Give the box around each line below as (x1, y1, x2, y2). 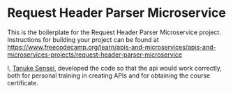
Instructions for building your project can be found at (7, 35, 159, 43)
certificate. (7, 78, 38, 87)
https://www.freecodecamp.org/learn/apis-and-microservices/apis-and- (7, 43, 216, 51)
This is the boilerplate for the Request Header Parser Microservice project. (7, 28, 222, 36)
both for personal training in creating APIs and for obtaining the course (7, 71, 211, 80)
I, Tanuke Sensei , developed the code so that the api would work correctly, (7, 64, 222, 72)
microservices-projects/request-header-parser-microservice (7, 50, 183, 59)
